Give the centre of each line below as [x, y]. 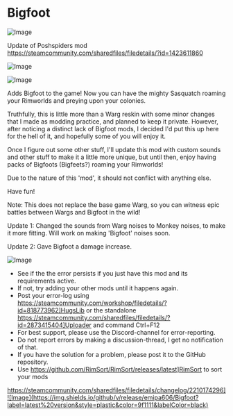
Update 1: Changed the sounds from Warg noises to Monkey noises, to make [116, 225]
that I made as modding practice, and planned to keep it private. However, [113, 121]
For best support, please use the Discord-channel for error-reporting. [116, 332]
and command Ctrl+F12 [127, 325]
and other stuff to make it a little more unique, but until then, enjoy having [112, 157]
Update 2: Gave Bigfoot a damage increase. [69, 246]
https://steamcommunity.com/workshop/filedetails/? [92, 303]
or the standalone [111, 310]
